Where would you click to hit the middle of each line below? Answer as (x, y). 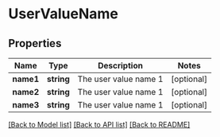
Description (120, 66)
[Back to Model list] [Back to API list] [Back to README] (99, 125)
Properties (35, 43)
